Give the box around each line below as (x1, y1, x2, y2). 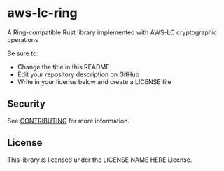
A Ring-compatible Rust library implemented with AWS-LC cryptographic (7, 28, 218, 36)
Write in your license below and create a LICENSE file (17, 77, 171, 85)
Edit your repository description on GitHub (17, 70, 140, 78)
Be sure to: (7, 49, 38, 57)
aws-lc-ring (7, 5, 78, 21)
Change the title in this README (17, 62, 110, 71)
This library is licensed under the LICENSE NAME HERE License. (7, 156, 192, 164)
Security (7, 98, 45, 110)
